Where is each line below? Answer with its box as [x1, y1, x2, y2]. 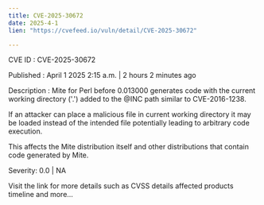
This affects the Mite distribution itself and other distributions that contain [8, 142, 249, 152]
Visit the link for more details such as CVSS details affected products [8, 181, 234, 191]
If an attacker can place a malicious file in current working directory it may [8, 110, 252, 119]
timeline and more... [8, 190, 74, 199]
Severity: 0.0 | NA [8, 166, 66, 176]
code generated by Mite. [8, 150, 89, 160]
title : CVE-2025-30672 [8, 11, 83, 20]
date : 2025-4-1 [8, 19, 59, 27]
